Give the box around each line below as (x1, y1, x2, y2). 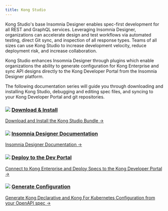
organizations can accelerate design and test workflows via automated (5, 32, 151, 38)
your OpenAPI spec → (5, 200, 51, 206)
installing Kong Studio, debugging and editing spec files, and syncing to (5, 88, 153, 94)
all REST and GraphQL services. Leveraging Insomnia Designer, (5, 26, 136, 33)
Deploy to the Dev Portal (11, 154, 72, 161)
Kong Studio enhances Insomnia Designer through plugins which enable (5, 57, 154, 63)
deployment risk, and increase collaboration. (5, 48, 97, 54)
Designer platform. (5, 73, 44, 79)
